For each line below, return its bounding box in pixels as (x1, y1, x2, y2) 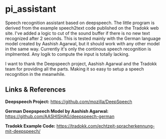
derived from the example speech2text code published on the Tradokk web (5, 25, 159, 31)
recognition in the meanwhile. (5, 71, 66, 77)
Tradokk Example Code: (5, 123, 55, 129)
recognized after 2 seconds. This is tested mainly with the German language (5, 35, 161, 41)
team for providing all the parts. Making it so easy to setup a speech (5, 66, 144, 72)
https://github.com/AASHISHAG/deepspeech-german (5, 113, 115, 119)
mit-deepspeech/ (5, 128, 41, 134)
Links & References (5, 85, 66, 94)
